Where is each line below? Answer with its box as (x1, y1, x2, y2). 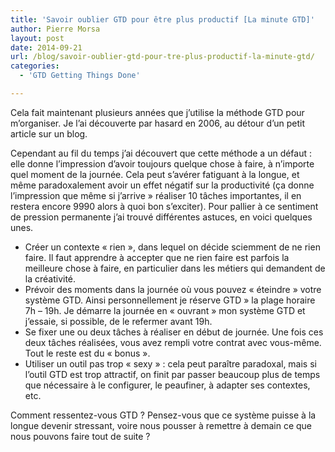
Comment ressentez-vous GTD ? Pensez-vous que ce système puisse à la (10, 409, 317, 421)
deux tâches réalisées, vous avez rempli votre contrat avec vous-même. (24, 336, 322, 348)
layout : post (10, 33, 65, 43)
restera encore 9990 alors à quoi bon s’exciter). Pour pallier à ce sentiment (10, 200, 319, 212)
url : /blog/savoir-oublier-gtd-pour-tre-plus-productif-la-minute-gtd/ (10, 52, 315, 62)
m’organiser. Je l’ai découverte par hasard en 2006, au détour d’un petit (10, 117, 305, 129)
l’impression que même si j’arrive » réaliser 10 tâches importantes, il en (10, 189, 302, 201)
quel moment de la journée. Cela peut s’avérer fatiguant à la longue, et (10, 168, 300, 180)
